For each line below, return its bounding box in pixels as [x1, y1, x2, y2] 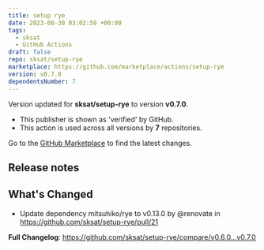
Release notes [8, 161, 80, 174]
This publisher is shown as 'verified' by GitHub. [19, 114, 174, 124]
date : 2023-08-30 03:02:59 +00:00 [8, 19, 123, 27]
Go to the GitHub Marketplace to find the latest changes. [8, 138, 192, 147]
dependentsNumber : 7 [8, 77, 77, 85]
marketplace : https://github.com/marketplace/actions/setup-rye [8, 63, 224, 71]
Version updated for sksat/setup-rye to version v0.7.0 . [8, 99, 188, 109]
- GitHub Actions [15, 41, 73, 49]
